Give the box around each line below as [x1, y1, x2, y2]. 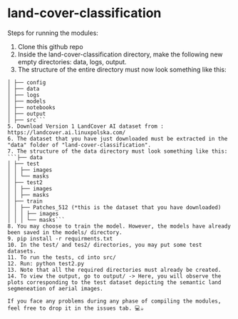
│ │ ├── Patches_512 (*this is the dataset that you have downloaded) [7, 203, 222, 211]
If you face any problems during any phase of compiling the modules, [7, 298, 222, 305]
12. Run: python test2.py [7, 260, 84, 267]
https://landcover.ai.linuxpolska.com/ [7, 128, 126, 136]
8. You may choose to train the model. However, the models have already [7, 223, 232, 230]
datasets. [7, 248, 37, 255]
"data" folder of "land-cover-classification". [7, 141, 152, 148]
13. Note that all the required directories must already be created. [7, 266, 222, 273]
